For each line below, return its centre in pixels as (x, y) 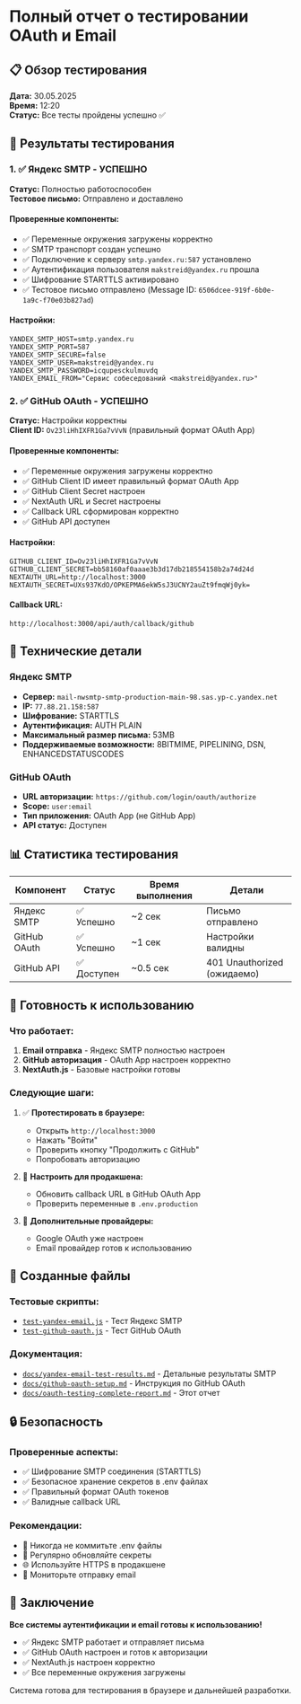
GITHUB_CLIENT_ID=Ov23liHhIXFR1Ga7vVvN (84, 561)
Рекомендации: (46, 1526)
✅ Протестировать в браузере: (83, 1112)
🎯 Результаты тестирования (92, 144)
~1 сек (146, 942)
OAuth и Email (63, 35)
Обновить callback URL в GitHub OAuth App (118, 1194)
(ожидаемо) (232, 974)
